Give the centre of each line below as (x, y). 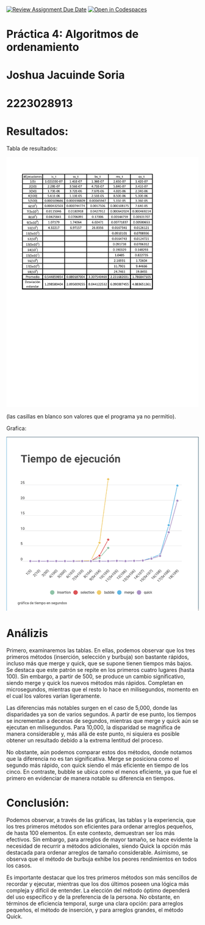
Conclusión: (38, 803)
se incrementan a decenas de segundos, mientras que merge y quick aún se (103, 721)
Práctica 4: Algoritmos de (73, 34)
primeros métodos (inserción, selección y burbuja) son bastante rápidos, (98, 657)
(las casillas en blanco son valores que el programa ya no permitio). (91, 416)
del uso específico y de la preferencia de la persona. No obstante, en (93, 897)
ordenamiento (43, 47)
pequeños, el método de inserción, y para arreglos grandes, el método (95, 910)
